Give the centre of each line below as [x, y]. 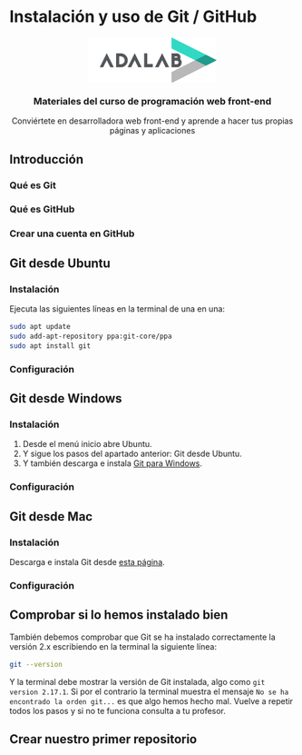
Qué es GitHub [42, 209]
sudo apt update [40, 327]
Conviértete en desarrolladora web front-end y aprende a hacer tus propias [152, 121]
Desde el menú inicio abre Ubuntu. [87, 444]
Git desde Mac [51, 517]
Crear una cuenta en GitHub [72, 233]
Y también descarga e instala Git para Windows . [112, 463]
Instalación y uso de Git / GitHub [133, 17]
